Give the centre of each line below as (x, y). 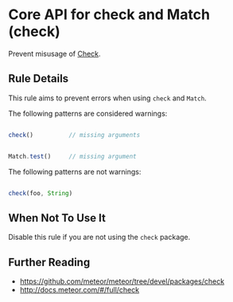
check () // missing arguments (74, 135)
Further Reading (49, 262)
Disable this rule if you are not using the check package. (99, 237)
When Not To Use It (57, 218)
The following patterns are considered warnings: (88, 113)
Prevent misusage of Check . (54, 53)
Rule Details (39, 78)
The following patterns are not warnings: (75, 171)
